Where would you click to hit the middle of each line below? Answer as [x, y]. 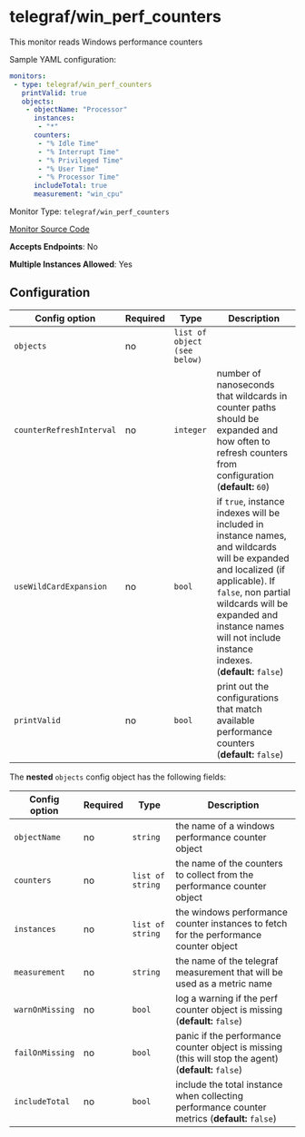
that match [240, 709]
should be [238, 418]
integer [190, 430]
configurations [248, 698]
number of [239, 373]
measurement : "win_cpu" [79, 194]
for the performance [219, 935]
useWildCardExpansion [60, 586]
